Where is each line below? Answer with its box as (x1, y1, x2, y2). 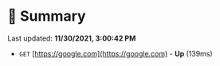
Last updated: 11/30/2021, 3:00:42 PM (7, 33, 136, 43)
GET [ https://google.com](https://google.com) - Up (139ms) (18, 49, 213, 58)
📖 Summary (7, 7, 86, 25)
